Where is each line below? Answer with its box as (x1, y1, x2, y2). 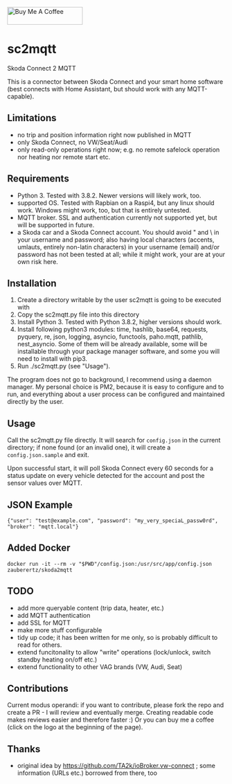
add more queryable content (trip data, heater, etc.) (17, 603, 164, 612)
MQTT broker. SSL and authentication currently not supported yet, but (17, 213, 217, 222)
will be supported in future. (17, 220, 95, 229)
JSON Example (7, 499, 73, 510)
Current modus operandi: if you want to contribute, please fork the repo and (7, 701, 224, 709)
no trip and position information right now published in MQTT (17, 130, 192, 139)
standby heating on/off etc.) (17, 655, 98, 663)
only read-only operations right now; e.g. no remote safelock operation (17, 145, 220, 154)
